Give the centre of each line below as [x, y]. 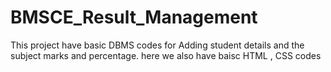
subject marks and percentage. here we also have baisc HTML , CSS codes [166, 55]
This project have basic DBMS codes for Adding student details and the [157, 45]
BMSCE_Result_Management [134, 17]
